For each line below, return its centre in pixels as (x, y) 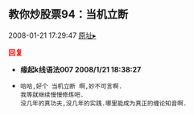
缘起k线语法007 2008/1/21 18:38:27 (80, 69)
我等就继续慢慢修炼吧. (52, 95)
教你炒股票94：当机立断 (68, 14)
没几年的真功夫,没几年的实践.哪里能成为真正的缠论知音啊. (103, 103)
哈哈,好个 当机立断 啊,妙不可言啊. (71, 86)
